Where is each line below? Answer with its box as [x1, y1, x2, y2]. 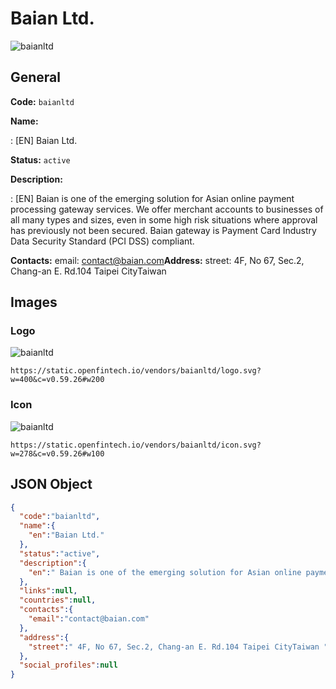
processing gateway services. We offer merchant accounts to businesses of [10, 203, 324, 215]
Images [10, 294, 58, 311]
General [10, 69, 62, 86]
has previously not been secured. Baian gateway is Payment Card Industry [10, 224, 317, 236]
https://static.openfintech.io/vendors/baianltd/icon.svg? [10, 440, 262, 450]
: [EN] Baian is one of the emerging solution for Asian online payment [10, 192, 295, 204]
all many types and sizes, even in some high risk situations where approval [10, 213, 318, 226]
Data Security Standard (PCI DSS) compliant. [10, 235, 195, 247]
